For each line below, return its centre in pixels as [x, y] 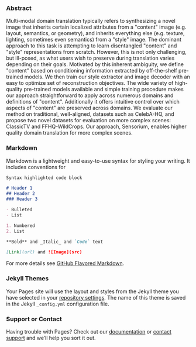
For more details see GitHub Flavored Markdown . [65, 263]
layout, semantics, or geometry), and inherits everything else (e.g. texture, [95, 33]
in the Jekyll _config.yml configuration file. [58, 304]
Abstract [19, 8]
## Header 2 [20, 194]
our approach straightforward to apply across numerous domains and [90, 95]
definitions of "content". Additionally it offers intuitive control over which [93, 102]
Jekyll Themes [27, 279]
